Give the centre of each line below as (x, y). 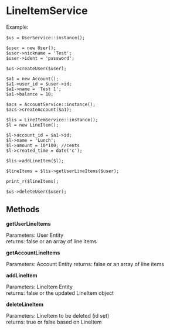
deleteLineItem (25, 304)
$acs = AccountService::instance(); (51, 104)
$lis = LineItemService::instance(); (52, 120)
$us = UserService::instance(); (45, 38)
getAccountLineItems (33, 253)
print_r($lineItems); (33, 181)
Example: (17, 27)
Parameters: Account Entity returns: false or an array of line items (85, 264)
